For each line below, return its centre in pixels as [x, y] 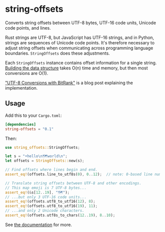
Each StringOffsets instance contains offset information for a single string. [81, 63]
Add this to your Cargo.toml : [34, 115]
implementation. [21, 88]
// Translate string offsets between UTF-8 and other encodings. [73, 183]
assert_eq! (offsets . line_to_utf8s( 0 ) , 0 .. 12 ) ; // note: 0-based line [79, 174]
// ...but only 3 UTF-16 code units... [46, 197]
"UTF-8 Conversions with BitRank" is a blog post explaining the [69, 83]
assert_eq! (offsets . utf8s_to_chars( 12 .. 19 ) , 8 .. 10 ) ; [60, 215]
